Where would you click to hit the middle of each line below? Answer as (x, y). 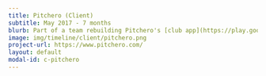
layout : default (35, 52)
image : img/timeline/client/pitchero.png (78, 38)
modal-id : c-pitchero (44, 60)
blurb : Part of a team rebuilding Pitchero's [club (95, 30)
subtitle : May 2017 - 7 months (60, 23)
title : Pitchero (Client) (51, 15)
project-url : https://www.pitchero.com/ (76, 45)
